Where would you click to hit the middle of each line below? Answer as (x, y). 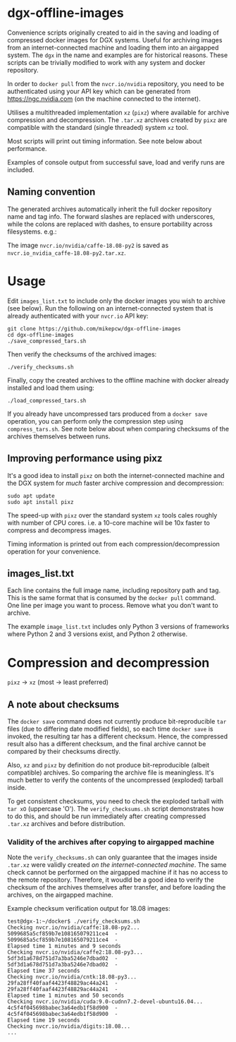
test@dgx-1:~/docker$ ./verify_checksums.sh (74, 922)
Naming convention (51, 192)
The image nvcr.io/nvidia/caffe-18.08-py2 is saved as (88, 245)
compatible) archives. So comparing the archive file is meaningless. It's (111, 773)
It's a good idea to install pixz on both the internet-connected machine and (116, 475)
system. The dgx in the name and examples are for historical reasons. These (118, 55)
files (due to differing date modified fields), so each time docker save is (110, 729)
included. (21, 169)
